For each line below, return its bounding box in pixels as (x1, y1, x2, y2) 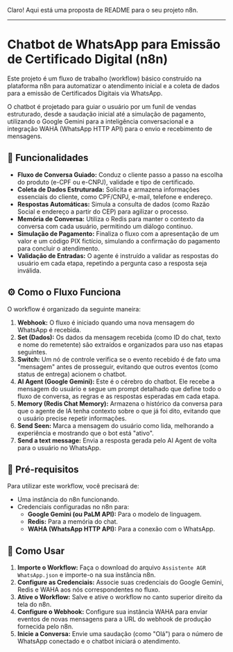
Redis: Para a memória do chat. (27, 517, 119, 526)
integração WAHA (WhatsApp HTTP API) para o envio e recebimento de (7, 124, 213, 132)
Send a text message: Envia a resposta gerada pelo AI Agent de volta (17, 436, 217, 445)
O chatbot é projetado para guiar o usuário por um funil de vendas (7, 102, 196, 110)
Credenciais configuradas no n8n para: (17, 503, 130, 511)
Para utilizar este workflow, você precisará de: (7, 482, 140, 490)
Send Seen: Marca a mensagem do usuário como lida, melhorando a (17, 421, 214, 429)
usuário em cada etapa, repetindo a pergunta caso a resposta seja (17, 259, 207, 267)
